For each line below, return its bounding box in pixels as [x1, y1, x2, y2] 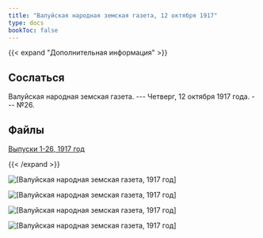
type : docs [8, 19, 44, 27]
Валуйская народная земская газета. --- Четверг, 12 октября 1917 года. [8, 92, 250, 101]
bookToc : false [8, 26, 59, 34]
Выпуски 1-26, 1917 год [8, 144, 86, 153]
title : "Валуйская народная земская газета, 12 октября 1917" [8, 11, 218, 20]
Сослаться [8, 70, 65, 84]
